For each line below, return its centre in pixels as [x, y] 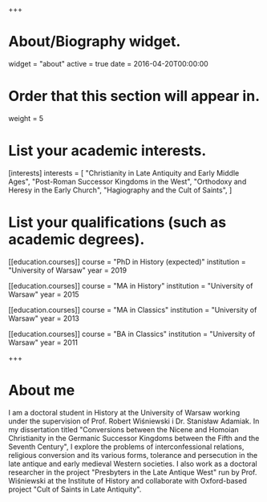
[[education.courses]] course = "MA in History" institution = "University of [131, 285]
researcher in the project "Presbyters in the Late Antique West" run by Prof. [133, 472]
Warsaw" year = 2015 [44, 294]
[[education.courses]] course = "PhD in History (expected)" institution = [127, 261]
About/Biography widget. [95, 42]
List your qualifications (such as [117, 222]
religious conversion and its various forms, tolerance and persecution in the [133, 455]
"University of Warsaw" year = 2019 [67, 270]
